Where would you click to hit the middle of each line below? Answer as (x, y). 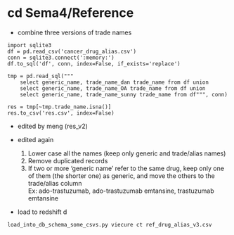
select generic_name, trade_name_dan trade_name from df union (115, 82)
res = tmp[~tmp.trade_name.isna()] (59, 107)
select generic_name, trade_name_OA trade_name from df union (113, 88)
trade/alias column (55, 183)
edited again (35, 139)
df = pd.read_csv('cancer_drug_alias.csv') (72, 51)
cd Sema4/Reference (71, 13)
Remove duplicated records (68, 160)
